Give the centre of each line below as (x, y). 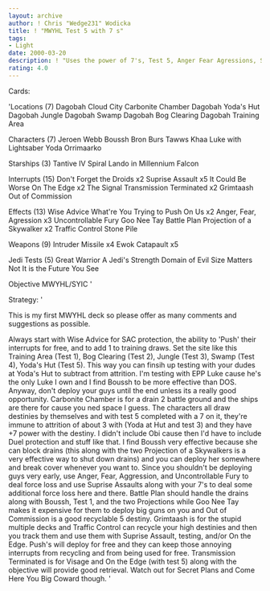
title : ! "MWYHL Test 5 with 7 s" (66, 31)
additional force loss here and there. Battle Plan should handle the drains (129, 493)
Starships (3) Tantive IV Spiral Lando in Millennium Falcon (104, 163)
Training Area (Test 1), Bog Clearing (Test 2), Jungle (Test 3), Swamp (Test (131, 356)
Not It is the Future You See (54, 268)
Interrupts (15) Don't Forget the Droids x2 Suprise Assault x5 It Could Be (127, 179)
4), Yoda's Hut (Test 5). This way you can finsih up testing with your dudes (132, 365)
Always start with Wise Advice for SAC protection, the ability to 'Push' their (133, 339)
